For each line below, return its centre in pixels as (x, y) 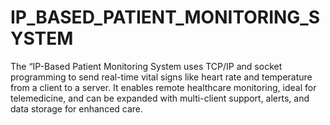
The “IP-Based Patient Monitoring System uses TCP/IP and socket (146, 66)
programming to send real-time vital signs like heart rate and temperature (161, 77)
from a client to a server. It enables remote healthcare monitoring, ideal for (163, 87)
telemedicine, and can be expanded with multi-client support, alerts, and (160, 98)
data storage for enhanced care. (77, 108)
